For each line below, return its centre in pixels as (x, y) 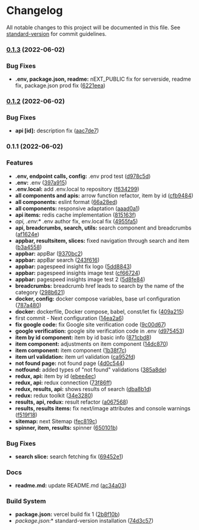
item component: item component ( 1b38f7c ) (71, 350)
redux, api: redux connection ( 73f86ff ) (63, 382)
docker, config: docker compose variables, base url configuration (98, 299)
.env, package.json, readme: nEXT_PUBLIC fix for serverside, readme (103, 79)
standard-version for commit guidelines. (56, 33)
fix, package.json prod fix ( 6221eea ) (60, 86)
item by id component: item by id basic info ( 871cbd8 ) (83, 337)
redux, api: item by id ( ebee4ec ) (56, 376)
